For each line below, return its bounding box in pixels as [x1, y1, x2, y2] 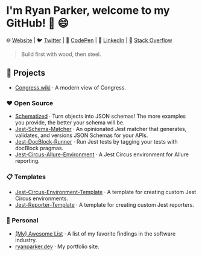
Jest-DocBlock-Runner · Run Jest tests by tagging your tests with [14, 138, 178, 145]
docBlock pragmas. [14, 145, 64, 152]
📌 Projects [6, 68, 46, 78]
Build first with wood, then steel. [21, 50, 101, 58]
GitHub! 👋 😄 [6, 16, 69, 30]
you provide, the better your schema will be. [14, 119, 125, 126]
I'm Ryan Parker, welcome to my [6, 4, 170, 17]
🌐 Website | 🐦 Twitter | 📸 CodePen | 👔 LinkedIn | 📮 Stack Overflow [6, 37, 172, 44]
